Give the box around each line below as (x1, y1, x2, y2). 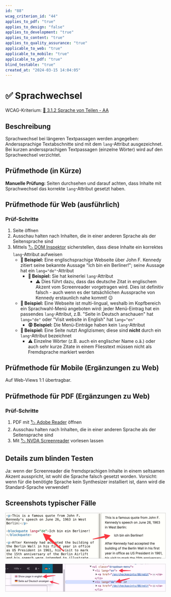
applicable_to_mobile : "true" (5, 51, 70, 56)
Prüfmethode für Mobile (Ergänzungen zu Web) (5, 363, 159, 372)
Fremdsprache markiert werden (27, 349, 95, 355)
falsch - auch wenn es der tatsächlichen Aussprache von (35, 289, 155, 295)
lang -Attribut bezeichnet (20, 332, 72, 339)
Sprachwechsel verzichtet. (5, 152, 62, 158)
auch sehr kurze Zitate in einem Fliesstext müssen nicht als (27, 343, 152, 350)
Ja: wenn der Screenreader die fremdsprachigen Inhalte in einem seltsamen (5, 467, 165, 474)
